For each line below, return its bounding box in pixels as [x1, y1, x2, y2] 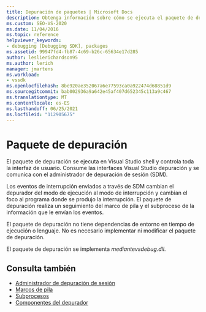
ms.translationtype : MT [6, 94, 67, 100]
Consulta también [6, 263, 76, 273]
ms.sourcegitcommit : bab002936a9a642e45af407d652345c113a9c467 [6, 89, 172, 95]
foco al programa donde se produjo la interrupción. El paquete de [6, 196, 172, 203]
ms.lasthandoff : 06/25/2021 [6, 105, 78, 112]
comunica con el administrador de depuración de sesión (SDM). [6, 171, 168, 178]
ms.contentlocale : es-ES [6, 100, 70, 106]
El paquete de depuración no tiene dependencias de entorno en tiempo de [6, 221, 195, 228]
